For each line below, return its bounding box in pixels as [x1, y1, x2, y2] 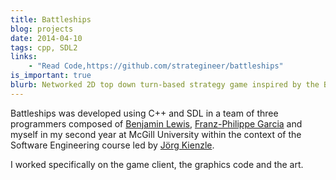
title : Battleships [10, 14, 92, 25]
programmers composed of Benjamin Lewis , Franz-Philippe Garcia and [10, 117, 303, 130]
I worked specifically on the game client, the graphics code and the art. [10, 158, 304, 170]
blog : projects [10, 24, 74, 34]
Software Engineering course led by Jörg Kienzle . [10, 139, 215, 151]
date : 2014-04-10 [10, 33, 83, 43]
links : [10, 52, 38, 62]
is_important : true [10, 71, 92, 81]
